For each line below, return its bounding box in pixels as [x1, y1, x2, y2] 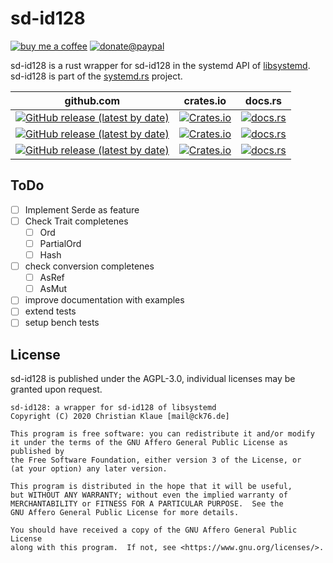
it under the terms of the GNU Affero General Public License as [10, 438, 288, 448]
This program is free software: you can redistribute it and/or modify [10, 429, 315, 439]
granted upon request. [10, 383, 103, 396]
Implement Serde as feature [24, 203, 140, 216]
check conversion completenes [24, 260, 155, 272]
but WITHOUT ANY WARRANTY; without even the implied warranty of [10, 490, 288, 501]
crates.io [183, 93, 227, 107]
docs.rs [244, 93, 282, 107]
